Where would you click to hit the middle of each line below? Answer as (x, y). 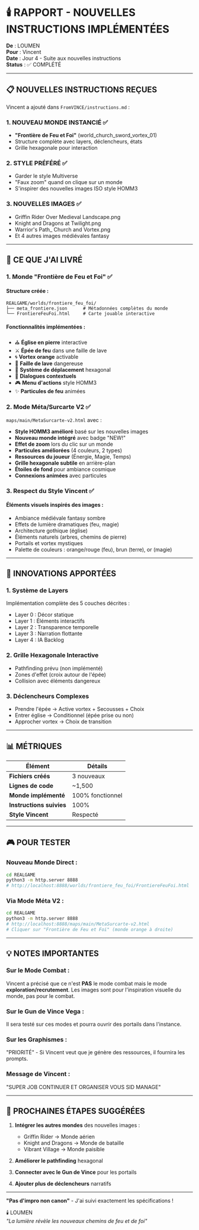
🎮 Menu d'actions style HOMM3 (55, 383)
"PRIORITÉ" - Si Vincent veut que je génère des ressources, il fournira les (96, 1052)
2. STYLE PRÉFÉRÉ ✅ (37, 163)
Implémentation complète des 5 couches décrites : (68, 603)
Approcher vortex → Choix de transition (63, 722)
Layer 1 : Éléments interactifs (49, 621)
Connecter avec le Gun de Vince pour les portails (76, 1172)
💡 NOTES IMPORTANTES (53, 954)
